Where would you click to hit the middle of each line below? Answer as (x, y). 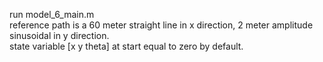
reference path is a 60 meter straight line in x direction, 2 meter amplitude (161, 25)
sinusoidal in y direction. (59, 35)
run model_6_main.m (52, 14)
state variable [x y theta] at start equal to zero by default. (126, 46)
